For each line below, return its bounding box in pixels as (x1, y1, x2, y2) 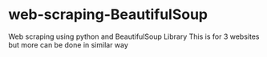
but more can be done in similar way (8, 40, 128, 49)
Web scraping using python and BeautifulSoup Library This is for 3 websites (8, 32, 260, 41)
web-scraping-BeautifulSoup (8, 6, 208, 24)
